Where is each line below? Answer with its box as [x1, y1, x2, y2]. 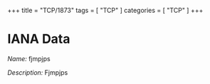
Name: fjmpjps [7, 54, 51, 63]
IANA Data [7, 31, 70, 47]
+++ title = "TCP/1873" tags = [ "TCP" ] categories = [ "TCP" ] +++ [7, 6, 204, 14]
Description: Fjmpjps [7, 68, 68, 77]
